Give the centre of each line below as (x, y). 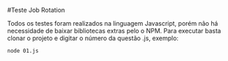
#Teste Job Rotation (36, 10)
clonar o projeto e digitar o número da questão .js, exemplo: (93, 38)
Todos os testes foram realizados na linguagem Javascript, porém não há (113, 23)
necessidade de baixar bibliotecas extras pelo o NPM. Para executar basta (114, 31)
